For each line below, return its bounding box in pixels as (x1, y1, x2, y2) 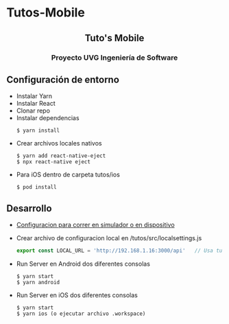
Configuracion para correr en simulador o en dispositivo (16, 221, 176, 229)
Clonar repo (16, 106, 51, 115)
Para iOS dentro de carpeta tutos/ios (16, 170, 121, 179)
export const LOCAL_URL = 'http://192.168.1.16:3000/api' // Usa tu (16, 247, 223, 255)
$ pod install (16, 184, 57, 191)
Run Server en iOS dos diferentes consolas (16, 291, 138, 299)
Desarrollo (6, 202, 52, 214)
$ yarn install (16, 127, 60, 135)
